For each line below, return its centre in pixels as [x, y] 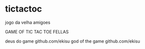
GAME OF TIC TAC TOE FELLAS [37, 32]
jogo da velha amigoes [28, 22]
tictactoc [24, 9]
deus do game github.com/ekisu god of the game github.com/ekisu [72, 41]
